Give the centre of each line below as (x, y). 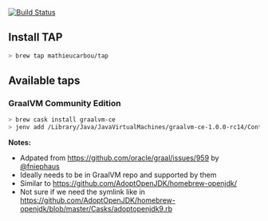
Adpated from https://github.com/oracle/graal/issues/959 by (119, 158)
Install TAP (35, 37)
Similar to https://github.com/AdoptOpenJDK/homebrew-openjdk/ (128, 184)
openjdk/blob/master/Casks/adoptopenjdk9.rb (96, 209)
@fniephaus (39, 167)
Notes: (20, 143)
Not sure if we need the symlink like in (83, 192)
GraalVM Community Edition (65, 103)
